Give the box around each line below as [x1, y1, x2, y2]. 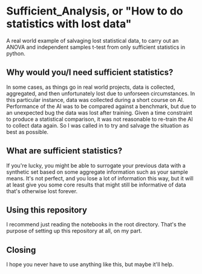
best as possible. [6, 128, 49, 135]
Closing [6, 244, 36, 255]
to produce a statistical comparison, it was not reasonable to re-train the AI [6, 115, 194, 123]
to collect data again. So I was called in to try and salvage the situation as [6, 122, 189, 129]
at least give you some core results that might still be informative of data [6, 181, 186, 188]
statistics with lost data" [6, 17, 132, 31]
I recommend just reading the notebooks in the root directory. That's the [6, 221, 186, 228]
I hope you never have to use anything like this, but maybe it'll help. [6, 261, 174, 268]
